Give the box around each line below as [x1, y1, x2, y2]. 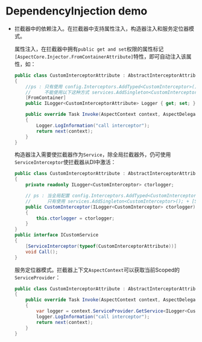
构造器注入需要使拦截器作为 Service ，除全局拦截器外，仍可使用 [14, 151, 171, 158]
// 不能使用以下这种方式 [25, 89, 90, 95]
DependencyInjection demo [5, 4, 148, 18]
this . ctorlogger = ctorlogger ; [36, 215, 115, 221]
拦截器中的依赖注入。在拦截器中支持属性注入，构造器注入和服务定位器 [14, 25, 189, 32]
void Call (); [25, 249, 58, 255]
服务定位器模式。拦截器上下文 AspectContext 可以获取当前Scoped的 [14, 266, 180, 273]
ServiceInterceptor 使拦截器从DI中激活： [14, 159, 116, 166]
